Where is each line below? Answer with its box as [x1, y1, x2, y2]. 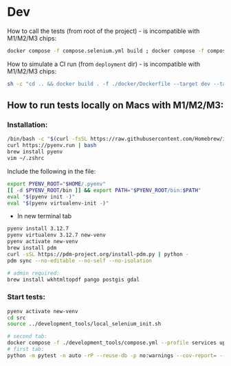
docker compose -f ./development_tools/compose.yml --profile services [7, 339, 217, 347]
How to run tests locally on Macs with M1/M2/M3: [7, 100, 224, 111]
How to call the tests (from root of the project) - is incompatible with [7, 27, 200, 35]
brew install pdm [7, 244, 57, 251]
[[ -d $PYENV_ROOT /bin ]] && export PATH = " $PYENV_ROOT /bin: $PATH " [7, 187, 201, 194]
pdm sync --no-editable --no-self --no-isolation [7, 257, 153, 264]
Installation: [7, 120, 48, 129]
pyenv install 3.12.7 [7, 225, 69, 232]
